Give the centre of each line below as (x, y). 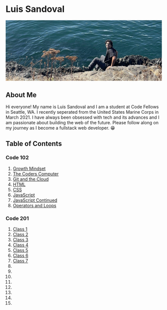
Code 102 (17, 157)
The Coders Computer (36, 174)
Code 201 (17, 218)
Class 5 (21, 250)
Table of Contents (34, 143)
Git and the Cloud (31, 179)
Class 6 (21, 256)
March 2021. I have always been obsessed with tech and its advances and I (83, 117)
